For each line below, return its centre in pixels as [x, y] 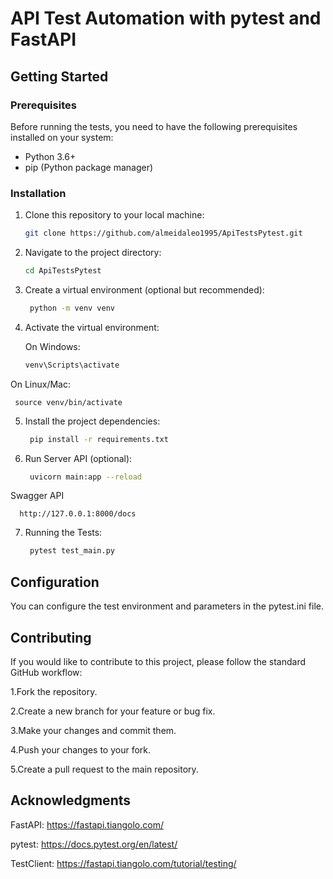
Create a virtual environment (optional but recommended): [144, 289]
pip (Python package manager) [89, 167]
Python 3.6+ [50, 156]
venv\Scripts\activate [72, 365]
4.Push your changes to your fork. [81, 749]
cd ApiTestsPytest [63, 271]
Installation [38, 193]
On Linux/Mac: [40, 384]
